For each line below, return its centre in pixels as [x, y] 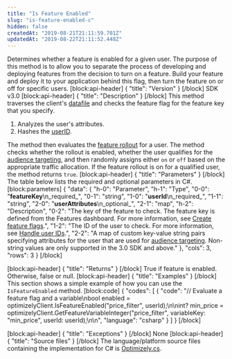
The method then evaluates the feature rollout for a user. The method [106, 145]
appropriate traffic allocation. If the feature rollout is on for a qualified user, [114, 167]
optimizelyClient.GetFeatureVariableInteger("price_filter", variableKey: [106, 313]
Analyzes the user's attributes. [61, 124]
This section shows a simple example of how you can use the [95, 283]
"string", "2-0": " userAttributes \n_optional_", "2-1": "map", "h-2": [100, 204]
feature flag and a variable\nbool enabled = [69, 298]
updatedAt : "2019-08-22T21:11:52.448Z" [65, 40]
